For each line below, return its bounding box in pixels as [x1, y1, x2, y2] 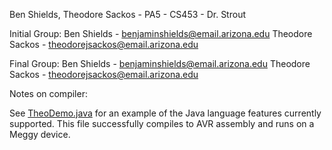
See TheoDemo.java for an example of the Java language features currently [9, 107, 322, 119]
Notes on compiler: [9, 88, 88, 99]
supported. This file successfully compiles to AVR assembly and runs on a [9, 118, 315, 129]
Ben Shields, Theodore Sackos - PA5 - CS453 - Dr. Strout [9, 9, 246, 20]
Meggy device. [9, 129, 71, 140]
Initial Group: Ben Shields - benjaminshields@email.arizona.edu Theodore [9, 28, 313, 39]
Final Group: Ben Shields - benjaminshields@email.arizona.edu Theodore [9, 58, 311, 69]
